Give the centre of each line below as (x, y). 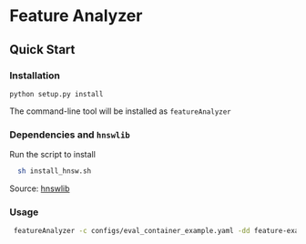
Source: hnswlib (40, 188)
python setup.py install (56, 94)
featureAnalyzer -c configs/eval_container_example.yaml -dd (132, 231)
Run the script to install (52, 155)
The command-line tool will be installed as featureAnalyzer (121, 111)
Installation (35, 76)
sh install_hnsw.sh (55, 171)
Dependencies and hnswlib (70, 135)
